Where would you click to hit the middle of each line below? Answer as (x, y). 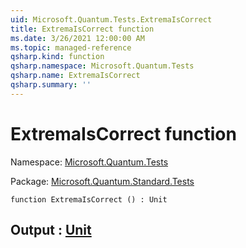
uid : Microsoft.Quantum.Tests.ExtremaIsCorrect (111, 19)
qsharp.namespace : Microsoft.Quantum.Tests (102, 66)
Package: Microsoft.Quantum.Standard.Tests (102, 181)
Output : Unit (51, 230)
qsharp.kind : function (57, 57)
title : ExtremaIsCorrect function (82, 29)
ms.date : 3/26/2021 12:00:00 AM (77, 38)
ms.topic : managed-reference (71, 47)
